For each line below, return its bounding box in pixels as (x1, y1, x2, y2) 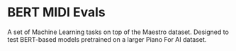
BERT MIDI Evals (7, 4, 106, 21)
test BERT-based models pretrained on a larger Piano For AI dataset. (7, 35, 207, 43)
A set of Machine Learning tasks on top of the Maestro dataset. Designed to (7, 28, 229, 36)
